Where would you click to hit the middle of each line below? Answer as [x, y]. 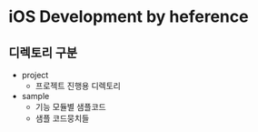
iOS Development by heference [129, 17]
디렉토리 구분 [43, 52]
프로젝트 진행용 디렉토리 [78, 86]
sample [35, 96]
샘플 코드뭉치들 [62, 118]
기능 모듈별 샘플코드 [70, 107]
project [35, 75]
